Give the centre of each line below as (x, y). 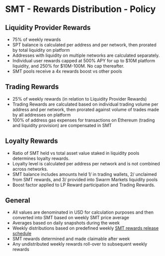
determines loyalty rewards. (41, 158)
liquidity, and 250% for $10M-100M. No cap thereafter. (68, 66)
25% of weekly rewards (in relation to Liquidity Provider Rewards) (80, 99)
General (18, 200)
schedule (22, 234)
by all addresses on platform (41, 115)
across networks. (30, 169)
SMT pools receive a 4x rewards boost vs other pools (67, 71)
